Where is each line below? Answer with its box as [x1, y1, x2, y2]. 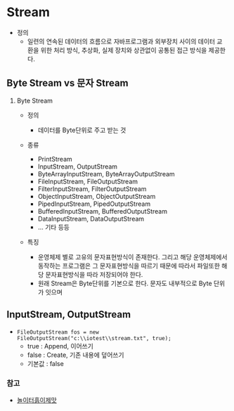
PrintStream [37, 155, 73, 163]
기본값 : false [27, 359, 64, 367]
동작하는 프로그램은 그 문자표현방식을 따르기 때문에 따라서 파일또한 [37, 261, 221, 270]
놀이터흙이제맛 [16, 396, 57, 404]
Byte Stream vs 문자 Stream [6, 77, 129, 89]
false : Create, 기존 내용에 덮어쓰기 [27, 351, 124, 359]
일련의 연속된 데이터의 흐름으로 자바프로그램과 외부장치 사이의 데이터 [27, 37, 216, 46]
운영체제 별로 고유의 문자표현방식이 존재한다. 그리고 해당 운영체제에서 [37, 252, 228, 261]
